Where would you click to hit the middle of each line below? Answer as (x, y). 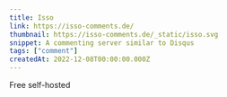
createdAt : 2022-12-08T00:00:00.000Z (80, 59)
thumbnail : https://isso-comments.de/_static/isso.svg (114, 34)
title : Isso (31, 18)
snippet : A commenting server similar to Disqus (102, 43)
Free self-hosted (40, 85)
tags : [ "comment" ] (44, 51)
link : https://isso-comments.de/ (72, 26)
